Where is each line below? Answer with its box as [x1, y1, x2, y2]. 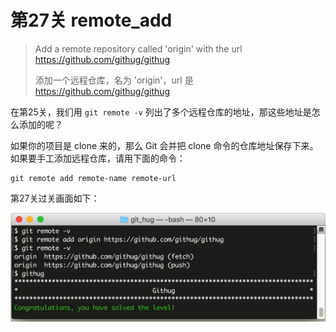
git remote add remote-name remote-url [10, 173, 177, 183]
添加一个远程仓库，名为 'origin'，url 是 [34, 74, 194, 86]
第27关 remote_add [10, 9, 173, 32]
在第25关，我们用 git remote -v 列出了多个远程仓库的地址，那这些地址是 [10, 106, 312, 118]
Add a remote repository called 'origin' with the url [34, 42, 243, 55]
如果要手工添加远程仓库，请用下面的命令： [10, 152, 186, 164]
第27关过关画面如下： [10, 192, 100, 204]
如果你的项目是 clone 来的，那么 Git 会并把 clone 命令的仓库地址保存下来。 [10, 139, 319, 151]
